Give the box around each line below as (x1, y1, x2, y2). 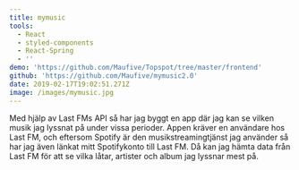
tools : (9, 21, 34, 30)
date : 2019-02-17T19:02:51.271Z (9, 80, 130, 89)
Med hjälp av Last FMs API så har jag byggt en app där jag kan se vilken (9, 113, 275, 123)
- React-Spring (17, 47, 74, 55)
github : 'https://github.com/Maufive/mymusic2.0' (9, 72, 199, 81)
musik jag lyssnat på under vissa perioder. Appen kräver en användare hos (9, 122, 285, 132)
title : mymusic (9, 13, 66, 22)
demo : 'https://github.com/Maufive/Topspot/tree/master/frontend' (9, 64, 262, 72)
